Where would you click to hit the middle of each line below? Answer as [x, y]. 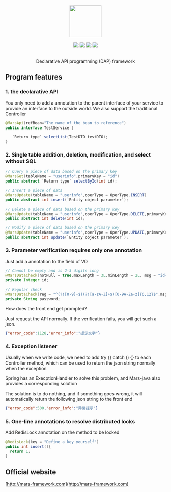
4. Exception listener [31, 346]
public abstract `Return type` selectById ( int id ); [61, 181]
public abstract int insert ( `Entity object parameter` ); [67, 200]
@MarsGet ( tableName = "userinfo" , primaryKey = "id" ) [62, 176]
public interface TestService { [39, 128]
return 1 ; [20, 451]
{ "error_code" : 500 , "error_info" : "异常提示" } [52, 408]
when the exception [26, 368]
